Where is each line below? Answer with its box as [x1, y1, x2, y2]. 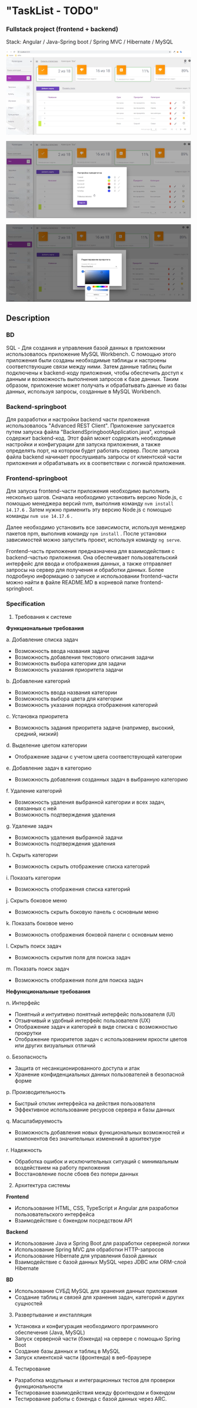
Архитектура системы [14, 1181, 70, 1188]
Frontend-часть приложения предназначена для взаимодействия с [6, 548, 175, 555]
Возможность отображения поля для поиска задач [14, 976, 144, 983]
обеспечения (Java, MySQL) [14, 1329, 86, 1336]
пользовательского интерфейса [14, 1211, 95, 1218]
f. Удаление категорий [6, 787, 62, 794]
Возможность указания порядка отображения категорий [14, 701, 158, 708]
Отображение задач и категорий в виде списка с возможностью [14, 1023, 178, 1030]
